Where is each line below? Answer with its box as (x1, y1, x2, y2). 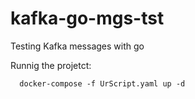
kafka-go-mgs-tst (10, 7, 165, 30)
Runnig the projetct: (10, 59, 92, 71)
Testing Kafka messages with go (10, 40, 145, 52)
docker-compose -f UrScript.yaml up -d (19, 78, 186, 89)
